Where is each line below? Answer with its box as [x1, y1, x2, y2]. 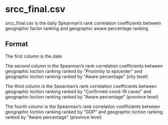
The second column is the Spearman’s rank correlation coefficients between [5, 62, 163, 68]
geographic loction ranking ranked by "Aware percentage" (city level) [5, 73, 148, 79]
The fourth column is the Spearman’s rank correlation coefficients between [5, 103, 160, 109]
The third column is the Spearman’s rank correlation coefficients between [5, 83, 157, 89]
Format [5, 40, 29, 48]
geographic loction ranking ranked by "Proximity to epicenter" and [5, 68, 142, 74]
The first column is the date [5, 53, 62, 59]
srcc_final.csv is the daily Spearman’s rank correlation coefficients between [5, 20, 161, 26]
